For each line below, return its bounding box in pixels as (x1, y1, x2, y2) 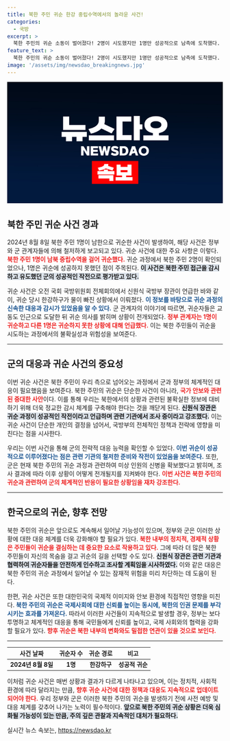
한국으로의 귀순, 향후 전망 (7, 506, 107, 518)
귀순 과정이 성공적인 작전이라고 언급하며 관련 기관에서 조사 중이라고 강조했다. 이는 (7, 412, 222, 420)
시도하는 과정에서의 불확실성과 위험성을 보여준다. (7, 330, 138, 338)
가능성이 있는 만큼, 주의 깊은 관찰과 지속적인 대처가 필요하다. (19, 711, 179, 720)
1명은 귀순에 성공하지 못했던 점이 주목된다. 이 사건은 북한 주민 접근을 (27, 264, 207, 272)
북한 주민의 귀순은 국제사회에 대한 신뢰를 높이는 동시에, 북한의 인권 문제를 (16, 600, 209, 609)
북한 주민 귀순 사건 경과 (7, 218, 99, 230)
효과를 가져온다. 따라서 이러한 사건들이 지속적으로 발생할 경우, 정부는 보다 (25, 609, 220, 617)
